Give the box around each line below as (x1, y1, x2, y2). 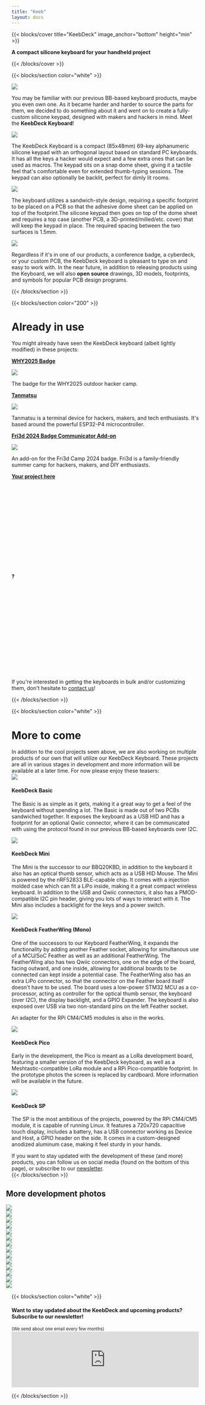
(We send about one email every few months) (11, 1326, 105, 1332)
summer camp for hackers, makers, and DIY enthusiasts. (11, 461, 150, 469)
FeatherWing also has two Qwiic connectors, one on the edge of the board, (11, 958, 196, 965)
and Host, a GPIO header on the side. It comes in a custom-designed (11, 1135, 180, 1142)
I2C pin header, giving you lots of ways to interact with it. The (40, 895, 191, 902)
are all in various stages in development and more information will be (11, 761, 180, 768)
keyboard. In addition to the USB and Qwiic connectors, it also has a (11, 888, 178, 896)
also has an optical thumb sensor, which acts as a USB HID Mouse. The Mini (11, 870, 198, 877)
